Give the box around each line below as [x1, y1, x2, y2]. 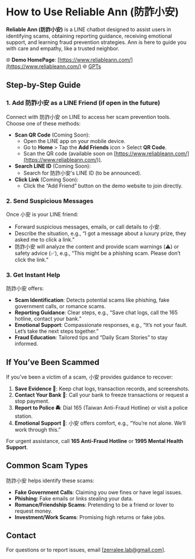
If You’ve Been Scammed [6, 357, 100, 367]
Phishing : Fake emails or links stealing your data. [14, 495, 134, 502]
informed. [14, 340, 39, 347]
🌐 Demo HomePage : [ [6, 56, 60, 63]
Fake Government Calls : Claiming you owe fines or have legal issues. [14, 489, 183, 496]
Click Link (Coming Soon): [14, 176, 79, 183]
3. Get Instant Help [6, 271, 60, 279]
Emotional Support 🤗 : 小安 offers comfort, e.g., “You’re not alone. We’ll [14, 420, 186, 427]
